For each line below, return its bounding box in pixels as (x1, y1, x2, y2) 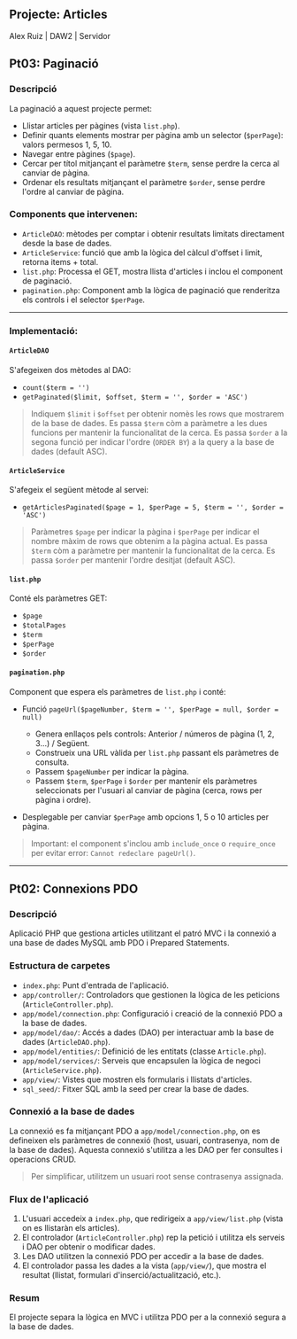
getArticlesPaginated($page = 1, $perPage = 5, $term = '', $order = (21, 503, 285, 512)
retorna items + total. (21, 256, 99, 267)
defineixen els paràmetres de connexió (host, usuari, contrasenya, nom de (9, 1134, 280, 1146)
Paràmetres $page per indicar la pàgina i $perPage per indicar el (30, 526, 260, 537)
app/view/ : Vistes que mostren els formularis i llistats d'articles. (21, 1074, 253, 1085)
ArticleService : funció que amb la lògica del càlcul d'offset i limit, (21, 247, 263, 258)
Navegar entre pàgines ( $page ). (21, 148, 135, 159)
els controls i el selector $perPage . (21, 294, 146, 305)
